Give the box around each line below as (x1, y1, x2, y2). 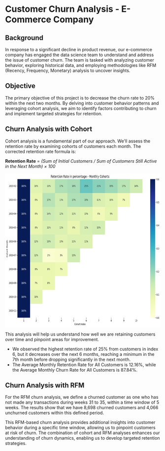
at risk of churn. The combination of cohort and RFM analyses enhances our (5, 430, 160, 436)
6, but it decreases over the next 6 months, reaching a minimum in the (12, 351, 155, 357)
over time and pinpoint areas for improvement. (5, 336, 99, 342)
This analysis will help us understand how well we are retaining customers (5, 331, 156, 337)
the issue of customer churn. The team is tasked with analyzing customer (5, 57, 154, 63)
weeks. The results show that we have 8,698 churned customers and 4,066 (5, 405, 159, 411)
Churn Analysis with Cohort (5, 125, 93, 134)
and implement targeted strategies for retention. (5, 110, 102, 116)
